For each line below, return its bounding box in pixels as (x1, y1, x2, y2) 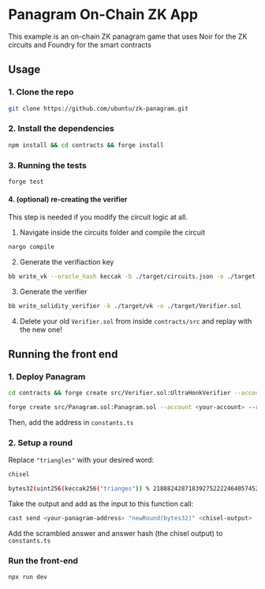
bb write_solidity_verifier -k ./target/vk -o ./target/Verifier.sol (8, 302, 242, 310)
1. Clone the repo (8, 87, 74, 98)
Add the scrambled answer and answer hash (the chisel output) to (8, 529, 223, 538)
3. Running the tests (8, 159, 87, 171)
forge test (8, 178, 44, 186)
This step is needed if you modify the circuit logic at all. (8, 212, 188, 222)
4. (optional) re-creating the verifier (8, 195, 128, 204)
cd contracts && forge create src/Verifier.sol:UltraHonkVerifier (8, 389, 231, 397)
